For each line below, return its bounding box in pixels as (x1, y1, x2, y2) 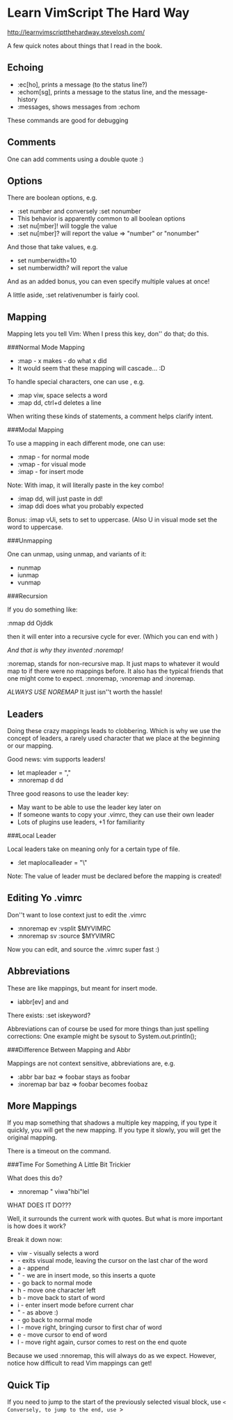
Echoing (7, 61, 44, 74)
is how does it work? (7, 1222, 66, 1230)
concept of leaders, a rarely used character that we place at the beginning (7, 734, 220, 742)
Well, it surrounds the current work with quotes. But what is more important (7, 1215, 223, 1223)
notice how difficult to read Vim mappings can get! (7, 1359, 152, 1368)
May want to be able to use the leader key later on (17, 803, 161, 811)
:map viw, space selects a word (17, 391, 108, 399)
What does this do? (7, 1174, 63, 1183)
